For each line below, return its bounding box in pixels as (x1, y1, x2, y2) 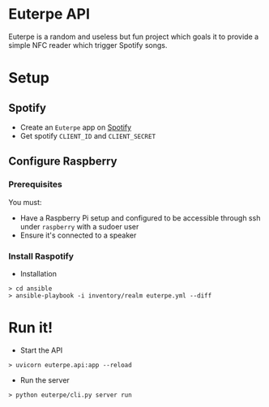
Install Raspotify (8, 251, 75, 262)
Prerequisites (8, 179, 62, 191)
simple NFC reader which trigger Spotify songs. (8, 40, 168, 49)
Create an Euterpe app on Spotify (19, 122, 132, 132)
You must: (8, 197, 42, 207)
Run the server (19, 375, 70, 385)
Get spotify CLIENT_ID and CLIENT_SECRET (19, 131, 156, 140)
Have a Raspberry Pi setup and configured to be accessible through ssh (19, 212, 261, 223)
